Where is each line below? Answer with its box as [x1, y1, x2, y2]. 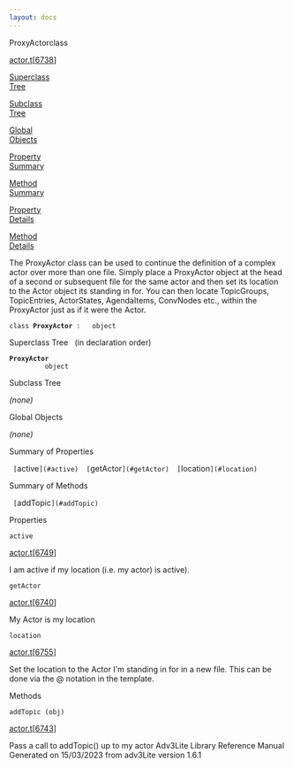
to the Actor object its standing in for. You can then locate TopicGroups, [9, 285, 269, 296]
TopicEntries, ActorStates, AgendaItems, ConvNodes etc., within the [9, 295, 258, 305]
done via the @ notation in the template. [9, 673, 154, 684]
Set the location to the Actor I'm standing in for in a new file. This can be [9, 664, 272, 674]
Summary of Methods [9, 480, 88, 491]
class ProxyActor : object [9, 321, 116, 330]
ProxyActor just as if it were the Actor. [9, 304, 146, 315]
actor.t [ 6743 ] [9, 723, 57, 733]
